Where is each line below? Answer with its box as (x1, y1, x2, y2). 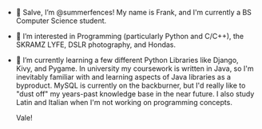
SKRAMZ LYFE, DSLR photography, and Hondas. (15, 40, 177, 49)
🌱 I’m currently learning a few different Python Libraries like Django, (15, 56, 239, 64)
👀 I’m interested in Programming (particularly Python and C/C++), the (15, 32, 244, 41)
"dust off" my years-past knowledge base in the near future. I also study (15, 89, 255, 99)
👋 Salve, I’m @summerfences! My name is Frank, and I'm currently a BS (15, 8, 252, 17)
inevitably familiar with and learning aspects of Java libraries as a (15, 72, 232, 81)
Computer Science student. (15, 16, 107, 25)
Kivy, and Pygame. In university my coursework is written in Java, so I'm (15, 64, 254, 73)
